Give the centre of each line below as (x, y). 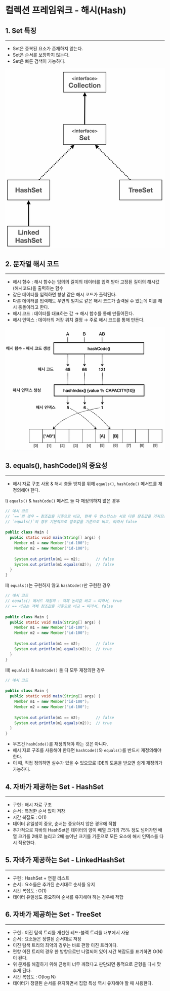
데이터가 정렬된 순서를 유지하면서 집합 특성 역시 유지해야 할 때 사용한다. (83, 983)
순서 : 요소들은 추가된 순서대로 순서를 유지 (54, 884)
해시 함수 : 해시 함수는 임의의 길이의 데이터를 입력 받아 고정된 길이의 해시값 (86, 282)
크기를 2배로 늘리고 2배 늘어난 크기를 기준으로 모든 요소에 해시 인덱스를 (88, 836)
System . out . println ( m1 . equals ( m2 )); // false (64, 564)
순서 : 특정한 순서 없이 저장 (39, 811)
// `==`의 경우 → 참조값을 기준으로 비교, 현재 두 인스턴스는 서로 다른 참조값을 (78, 516)
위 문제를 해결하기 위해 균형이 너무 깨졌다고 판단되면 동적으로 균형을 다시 (84, 964)
